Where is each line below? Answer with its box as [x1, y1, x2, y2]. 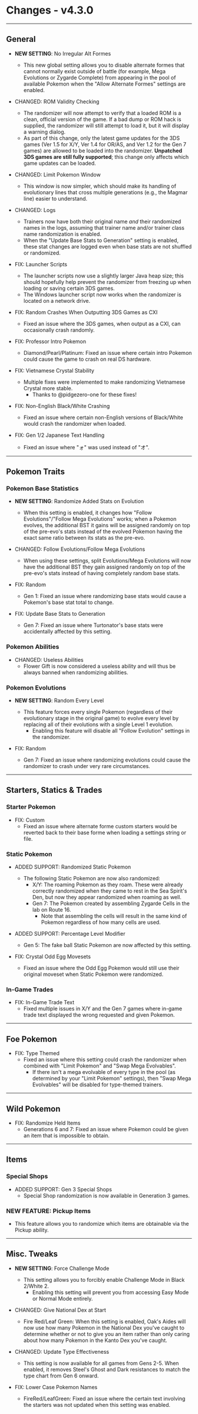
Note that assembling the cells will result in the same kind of [41, 913, 187, 920]
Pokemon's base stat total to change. [23, 599, 114, 606]
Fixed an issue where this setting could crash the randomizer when [23, 1056, 187, 1063]
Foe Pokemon [6, 1034, 57, 1044]
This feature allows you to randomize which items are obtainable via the [14, 1220, 190, 1227]
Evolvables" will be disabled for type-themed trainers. [32, 1081, 163, 1088]
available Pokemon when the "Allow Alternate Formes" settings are [23, 80, 186, 87]
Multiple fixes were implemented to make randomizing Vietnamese [23, 378, 186, 386]
